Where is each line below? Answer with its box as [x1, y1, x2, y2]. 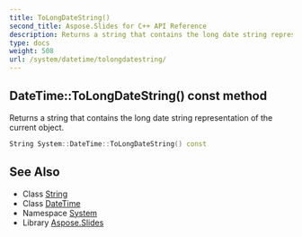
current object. [9, 122, 65, 132]
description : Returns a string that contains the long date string [9, 30, 268, 39]
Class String [22, 188, 68, 199]
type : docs [9, 38, 50, 48]
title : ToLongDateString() [9, 13, 111, 23]
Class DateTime [22, 197, 81, 208]
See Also [9, 164, 60, 180]
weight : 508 [9, 47, 54, 56]
